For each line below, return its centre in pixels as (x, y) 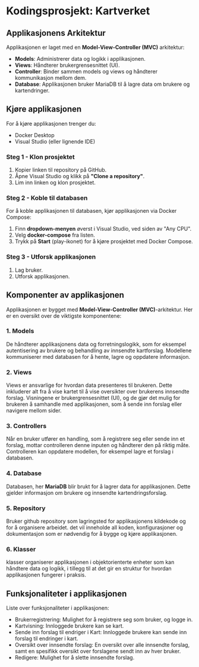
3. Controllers (26, 426)
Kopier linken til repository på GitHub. (61, 170)
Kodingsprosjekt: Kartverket (78, 11)
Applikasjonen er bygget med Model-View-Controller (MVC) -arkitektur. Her (99, 309)
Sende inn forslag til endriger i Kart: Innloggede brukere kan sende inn (101, 632)
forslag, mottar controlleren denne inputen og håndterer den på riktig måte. (98, 445)
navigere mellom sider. (34, 411)
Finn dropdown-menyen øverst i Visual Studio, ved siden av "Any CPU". (103, 229)
